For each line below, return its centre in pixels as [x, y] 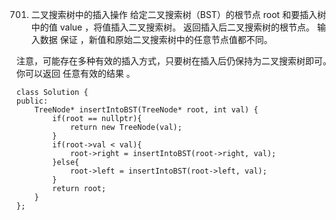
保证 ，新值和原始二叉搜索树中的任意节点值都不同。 [166, 39]
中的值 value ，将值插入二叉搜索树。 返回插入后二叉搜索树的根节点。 [173, 27]
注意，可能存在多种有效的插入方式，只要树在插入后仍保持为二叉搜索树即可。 [174, 61]
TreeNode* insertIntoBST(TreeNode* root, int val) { [146, 110]
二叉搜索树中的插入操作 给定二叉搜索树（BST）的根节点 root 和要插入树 [178, 14]
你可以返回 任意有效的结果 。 [76, 73]
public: [32, 101]
